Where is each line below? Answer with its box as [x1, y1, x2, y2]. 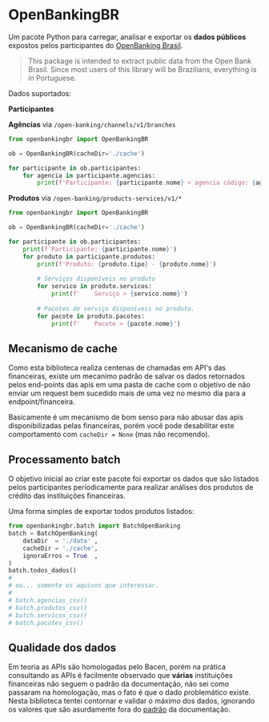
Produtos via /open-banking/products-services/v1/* [8, 194, 183, 203]
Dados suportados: [8, 88, 72, 98]
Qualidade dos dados [8, 640, 117, 654]
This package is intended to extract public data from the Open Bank [27, 56, 252, 66]
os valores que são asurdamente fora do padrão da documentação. [8, 704, 231, 714]
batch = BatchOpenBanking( [8, 530, 98, 538]
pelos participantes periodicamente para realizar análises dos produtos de [8, 483, 254, 492]
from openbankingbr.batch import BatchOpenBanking [8, 522, 181, 530]
